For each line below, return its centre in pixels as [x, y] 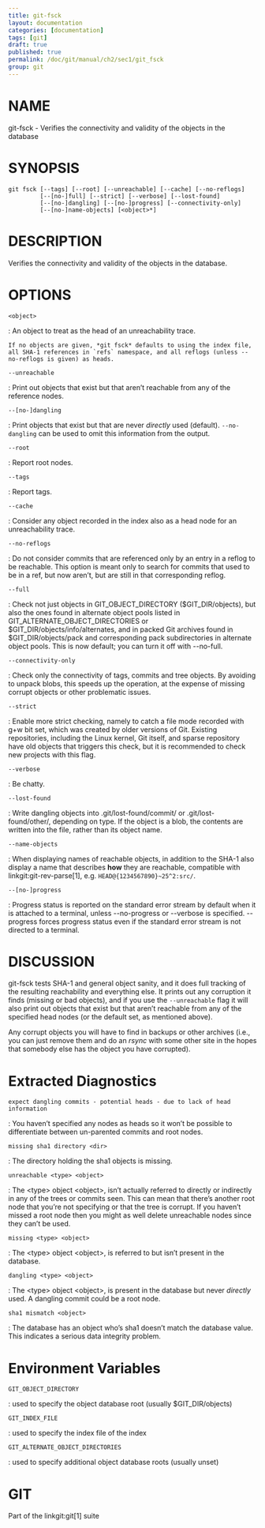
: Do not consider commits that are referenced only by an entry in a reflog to [132, 558]
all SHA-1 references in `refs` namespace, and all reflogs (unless [123, 352]
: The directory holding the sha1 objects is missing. [90, 1161]
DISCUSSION [52, 961]
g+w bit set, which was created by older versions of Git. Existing [113, 729]
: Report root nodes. [41, 462]
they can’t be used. [39, 1224]
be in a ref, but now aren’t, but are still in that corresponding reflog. [117, 575]
